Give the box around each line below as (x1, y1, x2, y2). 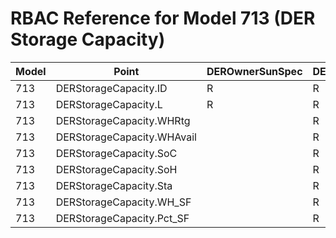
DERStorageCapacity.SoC (55, 146, 178, 160)
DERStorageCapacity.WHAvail (55, 130, 197, 144)
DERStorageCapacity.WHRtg (55, 113, 191, 127)
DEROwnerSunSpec (206, 64, 303, 78)
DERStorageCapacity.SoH (55, 162, 178, 176)
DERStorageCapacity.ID (55, 81, 168, 95)
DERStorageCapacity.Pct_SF (55, 211, 190, 225)
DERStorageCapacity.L (55, 97, 163, 111)
